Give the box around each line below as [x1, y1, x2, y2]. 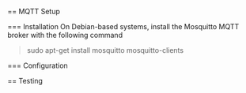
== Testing [7, 76, 43, 85]
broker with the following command [7, 31, 123, 39]
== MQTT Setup [7, 7, 60, 16]
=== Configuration [7, 61, 68, 70]
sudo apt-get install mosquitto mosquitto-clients [26, 46, 184, 54]
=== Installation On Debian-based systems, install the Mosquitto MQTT [7, 22, 240, 31]
